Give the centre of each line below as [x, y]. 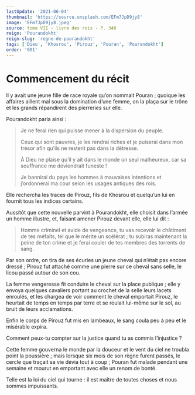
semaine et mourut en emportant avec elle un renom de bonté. [81, 368]
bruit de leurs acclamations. [40, 309]
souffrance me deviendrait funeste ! [64, 166]
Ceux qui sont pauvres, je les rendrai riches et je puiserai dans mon [102, 142]
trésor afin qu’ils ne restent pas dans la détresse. [79, 148]
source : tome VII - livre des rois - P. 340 [61, 28]
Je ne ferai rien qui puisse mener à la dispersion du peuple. [92, 130]
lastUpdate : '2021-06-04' [37, 11]
